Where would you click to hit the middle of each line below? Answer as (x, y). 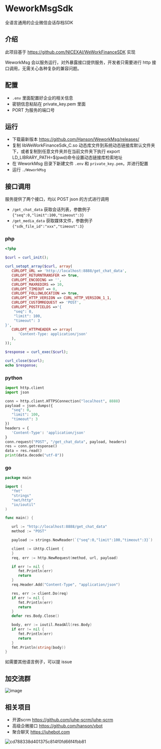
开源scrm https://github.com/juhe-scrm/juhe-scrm (63, 719)
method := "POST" (29, 531)
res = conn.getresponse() (31, 446)
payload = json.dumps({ (29, 406)
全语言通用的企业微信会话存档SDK (39, 22)
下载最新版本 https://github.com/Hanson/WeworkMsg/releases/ (76, 139)
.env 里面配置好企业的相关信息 (43, 98)
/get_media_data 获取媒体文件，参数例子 (52, 221)
